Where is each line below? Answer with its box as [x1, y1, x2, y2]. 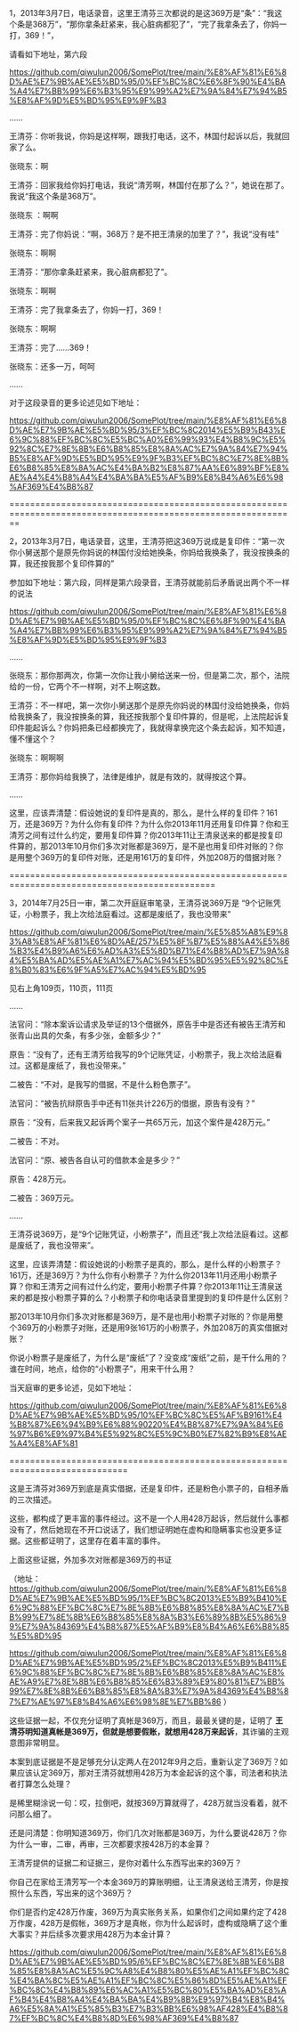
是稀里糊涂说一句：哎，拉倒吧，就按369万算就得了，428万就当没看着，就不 [9, 1798, 288, 1808]
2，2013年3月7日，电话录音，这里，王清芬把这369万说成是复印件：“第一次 [9, 536, 285, 546]
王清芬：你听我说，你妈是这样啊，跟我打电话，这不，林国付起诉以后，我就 [9, 131, 282, 141]
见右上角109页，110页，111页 [9, 983, 114, 993]
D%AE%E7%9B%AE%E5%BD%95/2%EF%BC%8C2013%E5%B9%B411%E [9, 1657, 287, 1668]
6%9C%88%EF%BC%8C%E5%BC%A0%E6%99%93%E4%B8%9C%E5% [9, 435, 287, 444]
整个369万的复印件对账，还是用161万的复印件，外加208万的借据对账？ [24, 852, 284, 862]
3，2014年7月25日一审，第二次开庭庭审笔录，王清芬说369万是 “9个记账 [9, 898, 274, 908]
